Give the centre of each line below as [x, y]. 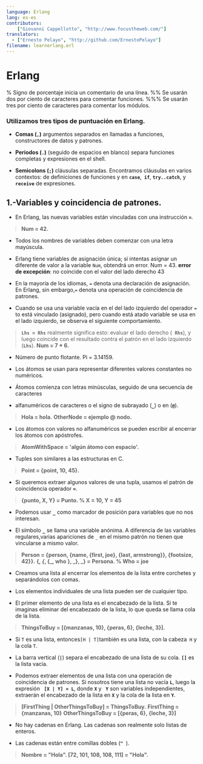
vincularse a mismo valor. [47, 543]
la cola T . [26, 645]
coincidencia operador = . [46, 488]
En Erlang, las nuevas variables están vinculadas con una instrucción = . [104, 217]
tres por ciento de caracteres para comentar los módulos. [78, 105]
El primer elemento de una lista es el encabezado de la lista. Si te [96, 603]
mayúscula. [29, 247]
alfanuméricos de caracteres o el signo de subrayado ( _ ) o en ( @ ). [97, 405]
